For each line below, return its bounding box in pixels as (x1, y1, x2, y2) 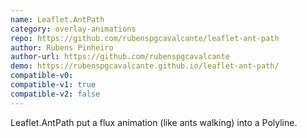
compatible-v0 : (10, 71, 74, 81)
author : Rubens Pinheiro (10, 42, 114, 53)
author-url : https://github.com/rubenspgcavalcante (10, 52, 230, 62)
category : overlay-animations (10, 24, 137, 34)
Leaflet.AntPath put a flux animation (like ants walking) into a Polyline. (10, 116, 298, 128)
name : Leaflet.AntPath (10, 14, 105, 25)
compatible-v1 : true (10, 80, 97, 90)
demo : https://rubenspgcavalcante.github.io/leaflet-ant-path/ (10, 61, 280, 71)
